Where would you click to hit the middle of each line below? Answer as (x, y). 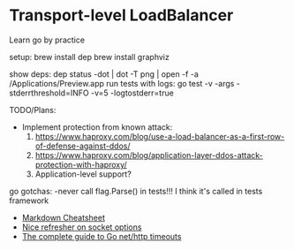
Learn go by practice (47, 40)
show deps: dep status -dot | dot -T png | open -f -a (104, 74)
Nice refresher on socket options (82, 227)
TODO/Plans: (33, 110)
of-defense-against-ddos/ (83, 146)
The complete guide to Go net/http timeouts (102, 236)
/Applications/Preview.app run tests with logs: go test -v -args (122, 83)
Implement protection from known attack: (97, 127)
